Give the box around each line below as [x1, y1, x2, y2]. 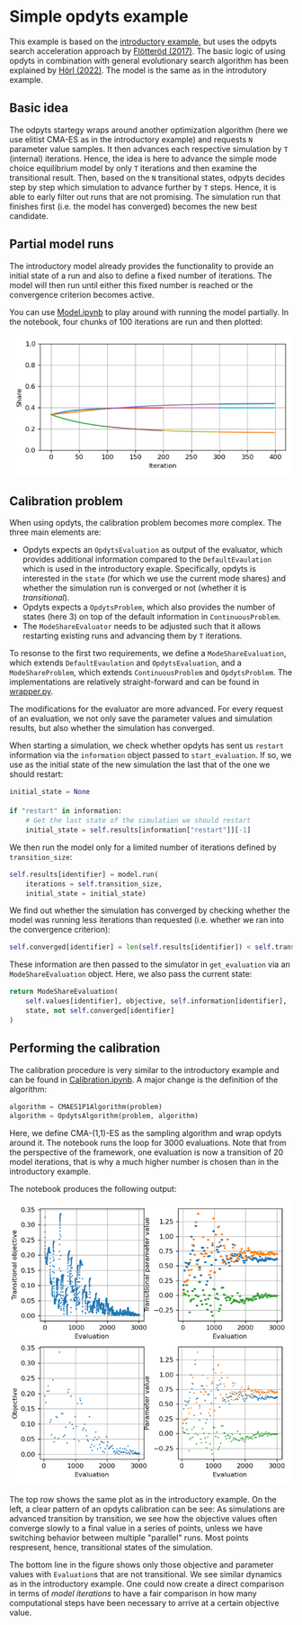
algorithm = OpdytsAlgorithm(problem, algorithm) [9, 1112, 200, 1121]
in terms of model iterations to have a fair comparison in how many [9, 1588, 258, 1599]
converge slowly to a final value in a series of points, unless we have [9, 1523, 263, 1534]
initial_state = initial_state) [25, 889, 147, 898]
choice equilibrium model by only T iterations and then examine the [9, 162, 258, 173]
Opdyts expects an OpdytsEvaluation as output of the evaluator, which [22, 545, 283, 555]
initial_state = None [9, 788, 91, 797]
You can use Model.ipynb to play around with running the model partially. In [9, 306, 289, 317]
